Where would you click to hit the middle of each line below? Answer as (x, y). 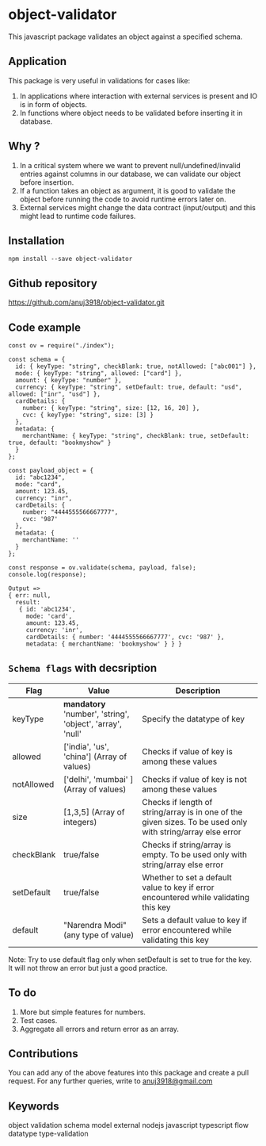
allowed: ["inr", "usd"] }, (55, 394)
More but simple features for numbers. (83, 1012)
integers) (80, 822)
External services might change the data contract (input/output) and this (137, 207)
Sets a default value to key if (195, 920)
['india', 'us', (86, 746)
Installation (36, 241)
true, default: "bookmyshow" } (60, 443)
